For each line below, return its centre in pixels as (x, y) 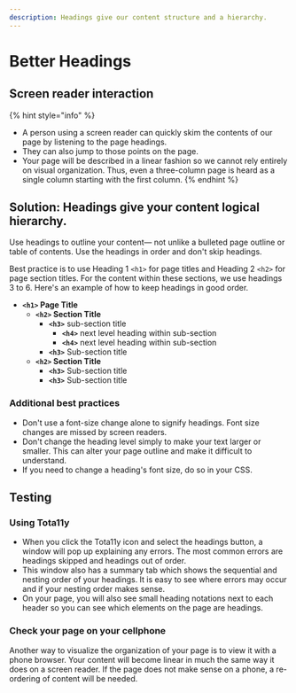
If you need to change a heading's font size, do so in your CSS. (137, 470)
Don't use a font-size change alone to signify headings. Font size (140, 423)
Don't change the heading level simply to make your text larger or (141, 441)
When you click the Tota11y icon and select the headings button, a (142, 542)
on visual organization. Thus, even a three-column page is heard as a (148, 170)
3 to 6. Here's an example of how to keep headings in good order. (129, 288)
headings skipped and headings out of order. (104, 561)
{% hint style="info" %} (52, 115)
